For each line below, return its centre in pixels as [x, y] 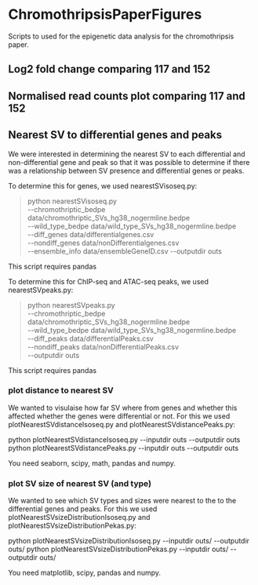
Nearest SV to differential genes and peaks [115, 135]
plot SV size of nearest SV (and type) [80, 483]
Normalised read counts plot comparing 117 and [127, 96]
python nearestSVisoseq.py [72, 201]
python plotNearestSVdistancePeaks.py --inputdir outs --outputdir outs [124, 448]
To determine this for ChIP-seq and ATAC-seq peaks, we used [109, 281]
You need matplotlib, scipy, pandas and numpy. [85, 573]
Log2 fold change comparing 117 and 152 [109, 69]
